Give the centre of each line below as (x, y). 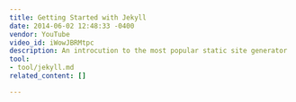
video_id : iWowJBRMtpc (52, 42)
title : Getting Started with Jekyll (78, 17)
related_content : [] (48, 76)
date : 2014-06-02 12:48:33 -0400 (72, 26)
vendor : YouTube (40, 34)
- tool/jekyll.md (42, 68)
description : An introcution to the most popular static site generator (148, 51)
